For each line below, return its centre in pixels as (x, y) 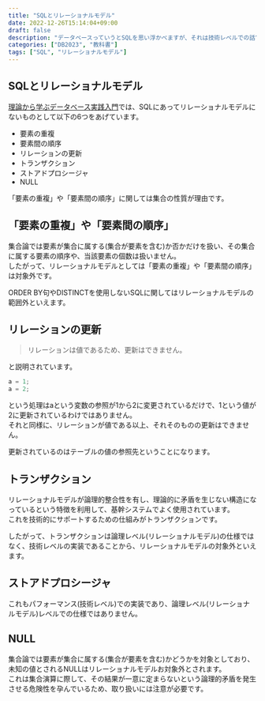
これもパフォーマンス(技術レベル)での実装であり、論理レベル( (108, 603)
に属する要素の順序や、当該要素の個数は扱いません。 (95, 256)
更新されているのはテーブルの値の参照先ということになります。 (111, 452)
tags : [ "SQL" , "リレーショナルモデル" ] (68, 52)
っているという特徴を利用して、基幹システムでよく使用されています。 (121, 509)
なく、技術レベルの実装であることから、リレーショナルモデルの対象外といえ (132, 546)
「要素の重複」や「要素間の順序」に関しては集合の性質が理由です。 (118, 198)
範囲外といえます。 (39, 302)
